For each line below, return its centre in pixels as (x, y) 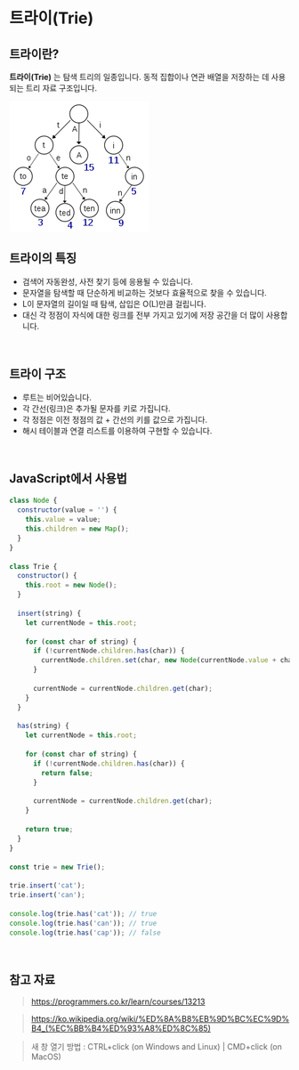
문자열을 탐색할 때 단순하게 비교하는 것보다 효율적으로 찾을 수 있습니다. (144, 292)
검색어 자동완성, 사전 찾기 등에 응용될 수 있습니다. (107, 281)
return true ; (49, 830)
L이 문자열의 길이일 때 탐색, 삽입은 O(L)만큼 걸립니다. (114, 304)
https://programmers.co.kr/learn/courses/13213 (118, 1001)
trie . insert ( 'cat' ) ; (48, 886)
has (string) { (43, 726)
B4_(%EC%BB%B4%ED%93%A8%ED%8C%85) (121, 1028)
